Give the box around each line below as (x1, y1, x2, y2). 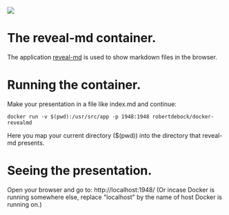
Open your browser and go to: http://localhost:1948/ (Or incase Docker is (7, 185, 215, 194)
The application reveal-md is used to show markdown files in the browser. (7, 52, 217, 61)
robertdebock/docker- (152, 113, 215, 120)
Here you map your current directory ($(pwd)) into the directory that (7, 131, 201, 139)
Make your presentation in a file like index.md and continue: (7, 100, 177, 108)
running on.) (7, 200, 43, 208)
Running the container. (7, 77, 141, 93)
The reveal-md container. (7, 30, 157, 46)
